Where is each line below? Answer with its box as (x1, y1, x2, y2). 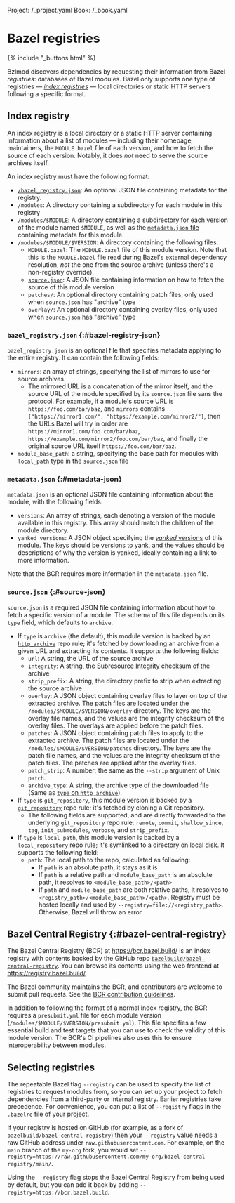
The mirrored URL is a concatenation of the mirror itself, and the (27, 382, 213, 390)
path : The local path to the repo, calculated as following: (27, 855, 191, 864)
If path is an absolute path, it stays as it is (38, 863, 158, 872)
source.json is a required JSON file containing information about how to (7, 603, 215, 612)
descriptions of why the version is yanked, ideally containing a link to (17, 548, 217, 557)
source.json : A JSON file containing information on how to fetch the (27, 275, 224, 284)
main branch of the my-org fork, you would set (7, 1146, 139, 1155)
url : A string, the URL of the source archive (27, 654, 154, 662)
